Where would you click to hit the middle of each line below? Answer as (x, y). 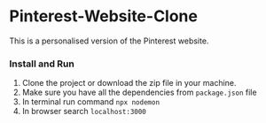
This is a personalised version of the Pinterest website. (109, 41)
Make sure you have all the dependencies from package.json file (139, 92)
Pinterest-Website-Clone (103, 16)
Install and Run (42, 64)
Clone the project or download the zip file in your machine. (129, 83)
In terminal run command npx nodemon (91, 102)
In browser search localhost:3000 (84, 111)
